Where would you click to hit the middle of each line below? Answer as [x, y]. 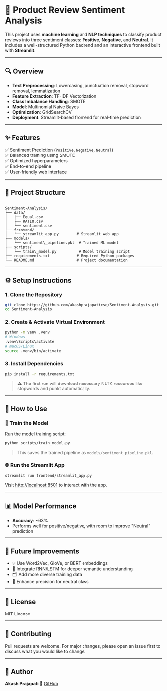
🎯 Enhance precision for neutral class [50, 582]
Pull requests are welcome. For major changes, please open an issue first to [83, 646]
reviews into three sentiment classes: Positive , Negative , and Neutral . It [79, 40]
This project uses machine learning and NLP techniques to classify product [83, 34]
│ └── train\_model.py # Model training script [68, 252]
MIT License [18, 614]
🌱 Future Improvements [42, 551]
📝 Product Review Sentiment [65, 10]
